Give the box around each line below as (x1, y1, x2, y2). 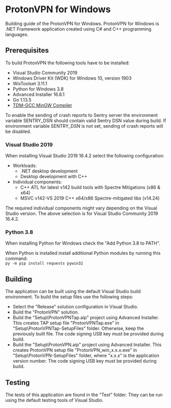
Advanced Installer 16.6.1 (12, 91, 65, 98)
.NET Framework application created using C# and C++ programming (5, 26, 152, 32)
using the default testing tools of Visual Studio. (5, 397, 104, 403)
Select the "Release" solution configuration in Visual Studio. (12, 304, 139, 310)
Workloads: (12, 162, 37, 169)
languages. (5, 31, 29, 37)
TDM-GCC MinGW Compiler (12, 102, 72, 108)
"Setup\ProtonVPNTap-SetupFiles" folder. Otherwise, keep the (12, 325, 144, 331)
